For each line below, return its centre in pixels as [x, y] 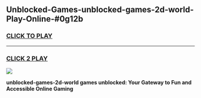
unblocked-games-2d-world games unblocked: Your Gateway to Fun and [99, 82]
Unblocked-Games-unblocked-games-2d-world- [100, 10]
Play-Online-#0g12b [45, 19]
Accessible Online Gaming [40, 88]
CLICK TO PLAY [29, 36]
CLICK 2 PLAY [27, 58]
